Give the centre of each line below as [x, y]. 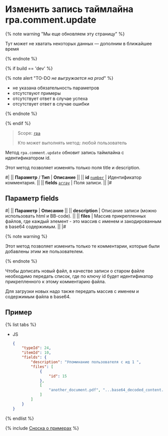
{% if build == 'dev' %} [29, 68]
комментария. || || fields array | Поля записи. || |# [59, 182]
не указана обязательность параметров [56, 88]
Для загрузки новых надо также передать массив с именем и [72, 291]
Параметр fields [32, 199]
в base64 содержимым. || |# [36, 227]
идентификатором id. [28, 158]
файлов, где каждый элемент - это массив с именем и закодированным [83, 221]
